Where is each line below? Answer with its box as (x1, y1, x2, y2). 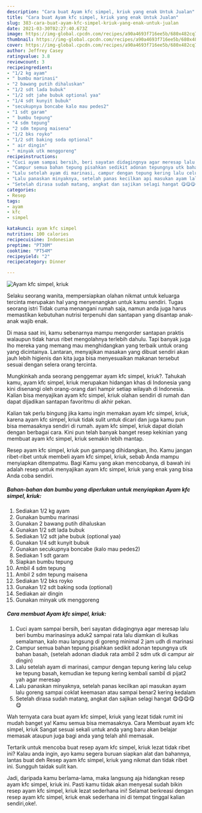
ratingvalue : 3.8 (7, 53, 50, 59)
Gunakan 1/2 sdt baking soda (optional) (15, 584, 113, 591)
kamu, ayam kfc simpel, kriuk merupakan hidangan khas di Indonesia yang (7, 379, 191, 386)
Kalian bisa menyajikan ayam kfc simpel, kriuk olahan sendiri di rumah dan (7, 392, 191, 399)
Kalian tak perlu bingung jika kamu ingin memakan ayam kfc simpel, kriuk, (7, 409, 189, 417)
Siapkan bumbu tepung (15, 558, 74, 566)
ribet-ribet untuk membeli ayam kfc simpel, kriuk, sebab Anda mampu (7, 453, 179, 460)
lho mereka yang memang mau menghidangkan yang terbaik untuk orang (7, 342, 188, 349)
